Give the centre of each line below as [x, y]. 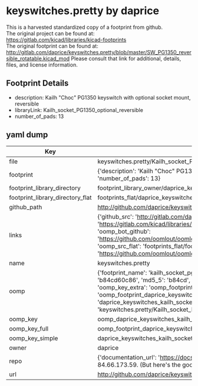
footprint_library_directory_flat [50, 197]
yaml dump [27, 135]
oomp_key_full [29, 328]
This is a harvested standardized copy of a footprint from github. [85, 27]
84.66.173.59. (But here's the [139, 365]
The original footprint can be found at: [52, 46]
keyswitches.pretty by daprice [83, 11]
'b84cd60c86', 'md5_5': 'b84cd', [143, 280]
